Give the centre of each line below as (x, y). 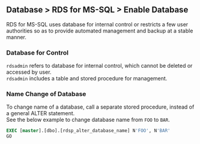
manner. (17, 37)
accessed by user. (29, 72)
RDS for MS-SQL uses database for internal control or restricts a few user (97, 24)
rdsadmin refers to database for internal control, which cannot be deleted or (99, 66)
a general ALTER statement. (41, 113)
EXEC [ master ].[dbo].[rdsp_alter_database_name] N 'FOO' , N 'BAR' (88, 131)
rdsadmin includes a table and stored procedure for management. (87, 79)
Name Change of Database (46, 94)
